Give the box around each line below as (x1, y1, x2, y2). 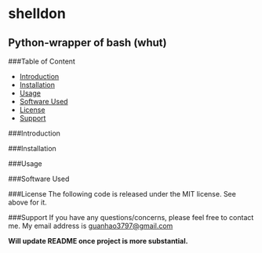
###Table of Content (8, 56, 76, 66)
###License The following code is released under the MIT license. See (8, 190, 237, 198)
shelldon (8, 5, 67, 23)
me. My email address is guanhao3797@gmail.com (8, 221, 173, 230)
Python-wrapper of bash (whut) (8, 36, 167, 49)
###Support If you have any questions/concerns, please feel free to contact (8, 213, 254, 222)
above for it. (8, 197, 47, 207)
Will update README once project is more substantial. (8, 237, 188, 245)
